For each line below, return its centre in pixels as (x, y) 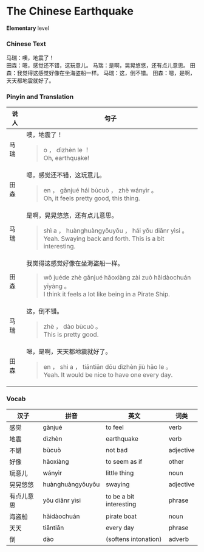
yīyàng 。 (57, 286)
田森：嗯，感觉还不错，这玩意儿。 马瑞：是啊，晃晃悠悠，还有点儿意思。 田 (101, 66)
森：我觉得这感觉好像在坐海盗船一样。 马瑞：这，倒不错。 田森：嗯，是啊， (101, 73)
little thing (120, 473)
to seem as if (124, 461)
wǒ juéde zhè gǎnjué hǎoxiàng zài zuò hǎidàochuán (117, 277)
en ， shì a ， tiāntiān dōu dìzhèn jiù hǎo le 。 (107, 366)
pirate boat (121, 516)
